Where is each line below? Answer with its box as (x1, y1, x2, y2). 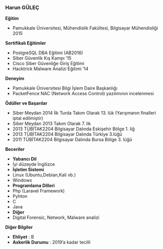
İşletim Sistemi (12, 167, 44, 173)
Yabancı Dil (12, 156, 37, 162)
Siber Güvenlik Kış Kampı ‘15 (12, 55, 72, 61)
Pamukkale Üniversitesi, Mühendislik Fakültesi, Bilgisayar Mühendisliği (12, 25, 158, 31)
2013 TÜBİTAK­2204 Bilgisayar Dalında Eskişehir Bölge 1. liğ (12, 126, 135, 132)
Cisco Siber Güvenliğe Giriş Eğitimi (12, 61, 84, 67)
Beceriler (5, 146, 25, 152)
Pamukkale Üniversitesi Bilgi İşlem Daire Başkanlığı (12, 85, 118, 91)
